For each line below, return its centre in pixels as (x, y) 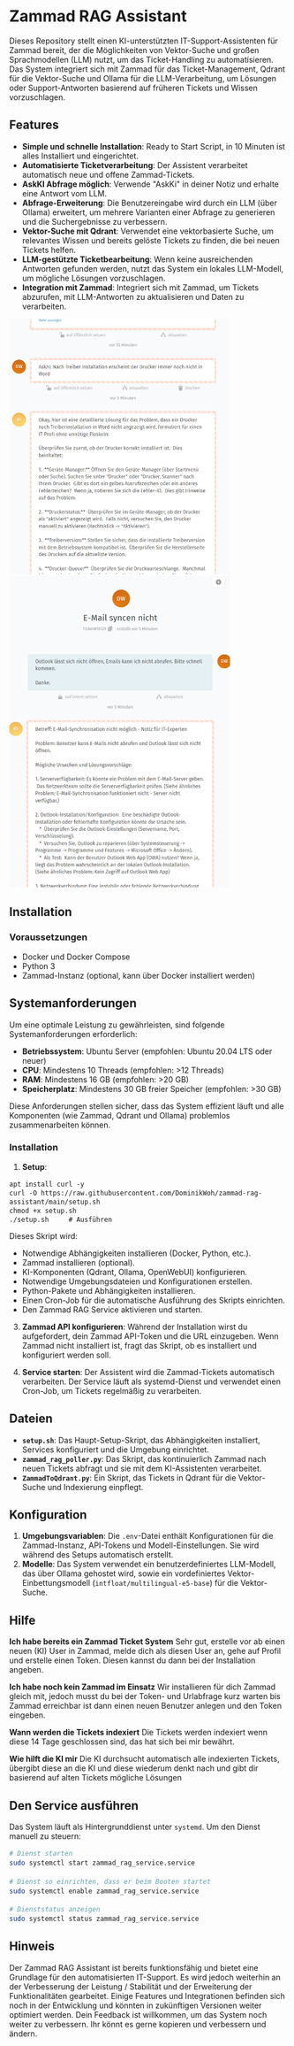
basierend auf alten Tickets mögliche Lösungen (96, 1778)
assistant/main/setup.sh (55, 1202)
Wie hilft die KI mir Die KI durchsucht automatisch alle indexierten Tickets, (144, 1759)
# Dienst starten (41, 1854)
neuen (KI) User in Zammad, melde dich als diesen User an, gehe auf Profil (145, 1651)
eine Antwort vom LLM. (64, 193)
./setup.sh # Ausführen (61, 1219)
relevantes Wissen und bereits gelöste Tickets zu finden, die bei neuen (151, 240)
